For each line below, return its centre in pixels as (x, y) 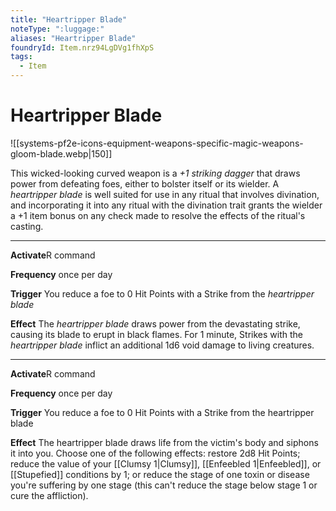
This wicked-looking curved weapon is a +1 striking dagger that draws (155, 173)
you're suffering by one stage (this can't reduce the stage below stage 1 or (164, 485)
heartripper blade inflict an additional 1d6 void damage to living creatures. (162, 345)
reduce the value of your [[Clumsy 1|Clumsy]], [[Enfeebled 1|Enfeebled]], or (166, 463)
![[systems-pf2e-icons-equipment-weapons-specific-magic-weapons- (157, 143)
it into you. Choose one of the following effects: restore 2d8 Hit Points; (155, 453)
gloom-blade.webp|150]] (61, 153)
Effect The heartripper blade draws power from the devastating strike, (155, 323)
